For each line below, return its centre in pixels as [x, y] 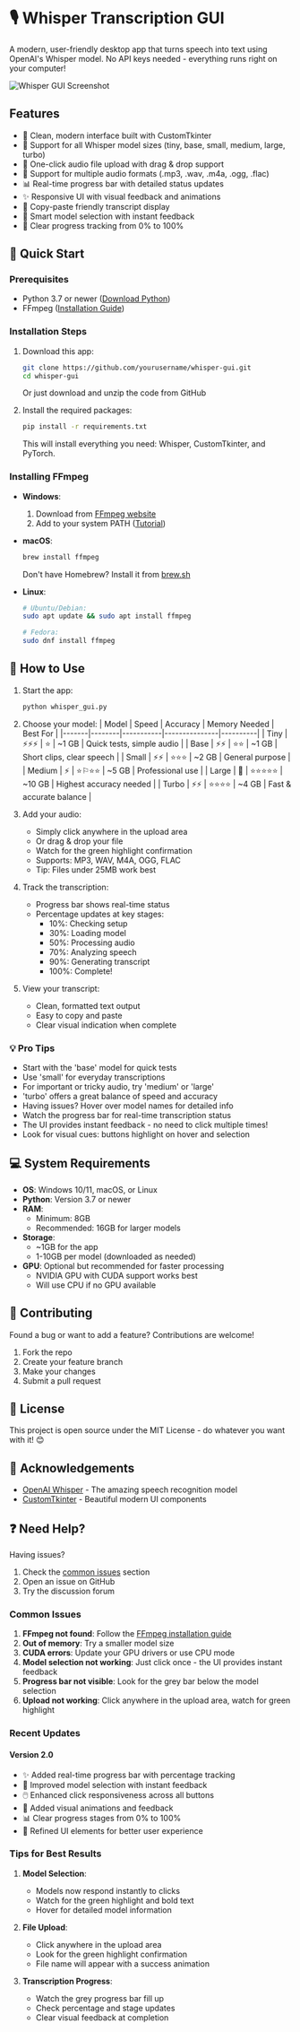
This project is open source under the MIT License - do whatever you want [147, 1430]
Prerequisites [39, 280]
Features [34, 114]
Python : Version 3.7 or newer [77, 1199]
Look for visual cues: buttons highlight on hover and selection [136, 1134]
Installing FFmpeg [49, 477]
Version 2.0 [31, 1754]
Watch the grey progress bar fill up [99, 1998]
